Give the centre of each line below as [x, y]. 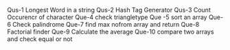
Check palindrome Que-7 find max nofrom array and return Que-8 [106, 24]
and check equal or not [40, 39]
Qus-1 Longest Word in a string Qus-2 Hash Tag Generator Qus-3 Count [109, 10]
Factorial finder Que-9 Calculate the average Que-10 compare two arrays [111, 32]
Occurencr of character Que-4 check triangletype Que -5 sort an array [107, 17]
